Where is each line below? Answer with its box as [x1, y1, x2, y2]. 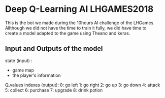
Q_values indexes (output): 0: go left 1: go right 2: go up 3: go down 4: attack [5, 82, 160, 88]
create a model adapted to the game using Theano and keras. [5, 30, 131, 36]
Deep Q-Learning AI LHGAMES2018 [5, 3, 154, 15]
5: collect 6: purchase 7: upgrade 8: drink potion [5, 87, 103, 93]
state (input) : [5, 58, 33, 64]
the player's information [12, 72, 61, 78]
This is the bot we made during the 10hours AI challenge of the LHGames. [5, 20, 155, 26]
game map [12, 67, 34, 73]
